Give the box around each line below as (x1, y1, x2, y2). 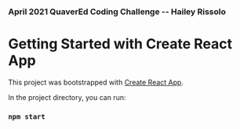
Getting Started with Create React (8, 35, 233, 53)
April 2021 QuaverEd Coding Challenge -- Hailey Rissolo (8, 6, 226, 17)
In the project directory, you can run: (8, 92, 126, 102)
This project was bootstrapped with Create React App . (8, 77, 184, 87)
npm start (8, 112, 45, 121)
